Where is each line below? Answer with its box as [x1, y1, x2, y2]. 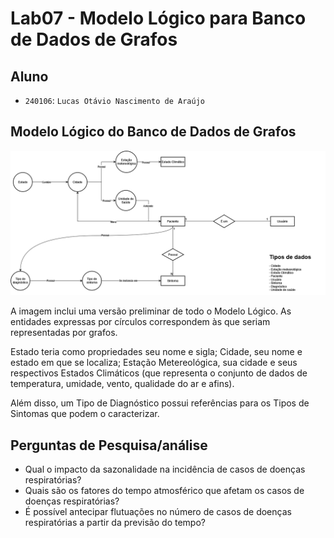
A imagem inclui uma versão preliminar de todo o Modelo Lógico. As [10, 305, 292, 317]
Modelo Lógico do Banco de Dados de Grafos [10, 123, 297, 141]
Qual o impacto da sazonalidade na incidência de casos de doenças [24, 463, 306, 475]
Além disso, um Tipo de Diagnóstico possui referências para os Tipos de [10, 397, 310, 409]
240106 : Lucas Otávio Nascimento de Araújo [24, 95, 205, 106]
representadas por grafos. [10, 327, 118, 339]
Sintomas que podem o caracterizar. [10, 408, 160, 420]
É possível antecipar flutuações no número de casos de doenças [24, 505, 292, 517]
